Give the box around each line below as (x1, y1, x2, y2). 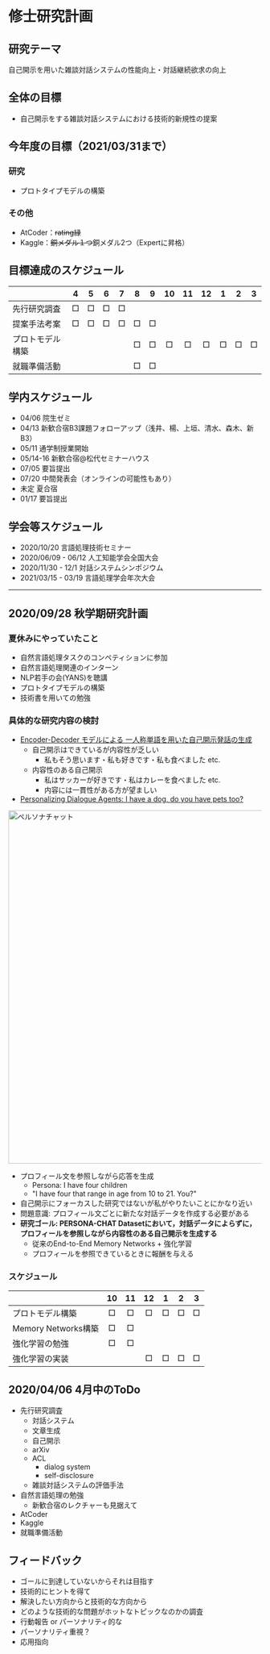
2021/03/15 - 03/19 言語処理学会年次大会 (19, 573, 156, 583)
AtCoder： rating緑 (19, 227, 82, 237)
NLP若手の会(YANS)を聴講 (19, 673, 108, 682)
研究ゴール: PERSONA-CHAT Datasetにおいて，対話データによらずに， (19, 1219, 256, 1228)
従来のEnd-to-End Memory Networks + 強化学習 (31, 1239, 193, 1248)
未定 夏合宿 (19, 484, 58, 494)
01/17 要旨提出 (19, 494, 67, 504)
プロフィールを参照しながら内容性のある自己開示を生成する (19, 1229, 218, 1239)
